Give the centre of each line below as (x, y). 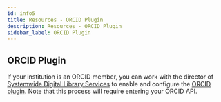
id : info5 (21, 13)
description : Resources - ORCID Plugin (65, 26)
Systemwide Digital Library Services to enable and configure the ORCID (109, 84)
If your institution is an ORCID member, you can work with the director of (110, 77)
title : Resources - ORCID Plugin (55, 20)
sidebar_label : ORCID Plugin (49, 33)
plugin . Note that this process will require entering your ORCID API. (103, 91)
